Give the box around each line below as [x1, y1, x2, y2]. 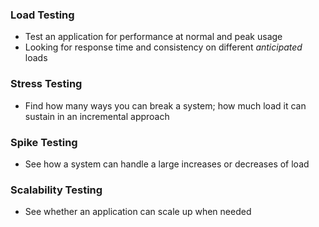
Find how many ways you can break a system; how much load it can [24, 99, 307, 112]
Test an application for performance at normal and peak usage [24, 31, 283, 43]
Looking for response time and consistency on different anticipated [24, 41, 303, 53]
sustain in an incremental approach [24, 110, 170, 122]
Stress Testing [10, 77, 83, 91]
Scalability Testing [10, 183, 103, 197]
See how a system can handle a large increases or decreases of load [24, 158, 310, 170]
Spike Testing [10, 135, 78, 149]
